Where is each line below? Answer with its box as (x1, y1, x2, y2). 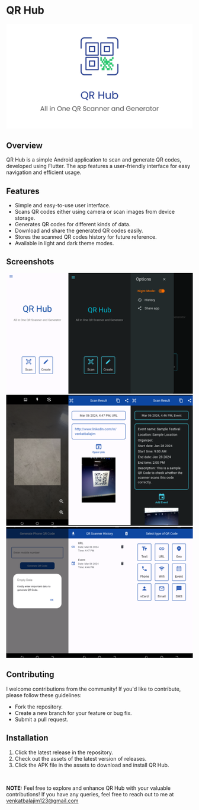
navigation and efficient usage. (6, 169, 82, 176)
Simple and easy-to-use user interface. (14, 202, 111, 209)
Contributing (6, 669, 54, 680)
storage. (14, 214, 36, 222)
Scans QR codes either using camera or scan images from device (14, 208, 175, 216)
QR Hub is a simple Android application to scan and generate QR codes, (6, 156, 182, 163)
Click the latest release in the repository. (14, 749, 114, 756)
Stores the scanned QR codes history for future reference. (14, 233, 157, 241)
